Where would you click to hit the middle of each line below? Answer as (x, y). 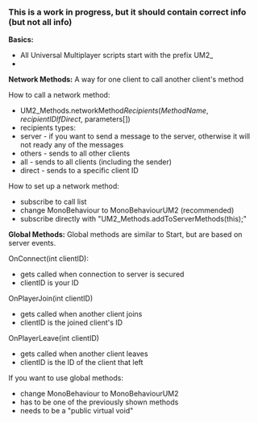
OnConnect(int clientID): (48, 259)
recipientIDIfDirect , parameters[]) (75, 119)
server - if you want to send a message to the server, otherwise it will (135, 136)
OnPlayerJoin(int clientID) (51, 299)
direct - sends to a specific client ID (79, 171)
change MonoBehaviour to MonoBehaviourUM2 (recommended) (127, 210)
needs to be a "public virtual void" (77, 411)
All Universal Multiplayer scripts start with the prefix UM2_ (117, 56)
